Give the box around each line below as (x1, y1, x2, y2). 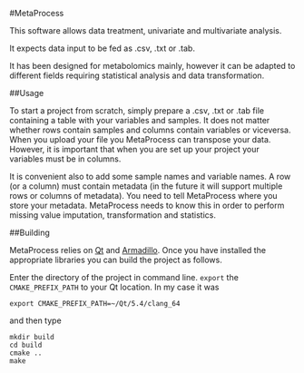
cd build (9, 340, 43, 349)
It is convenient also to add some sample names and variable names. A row (9, 172, 291, 182)
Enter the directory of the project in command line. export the (9, 272, 239, 282)
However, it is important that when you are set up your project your (9, 144, 260, 154)
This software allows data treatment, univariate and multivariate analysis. (9, 25, 282, 35)
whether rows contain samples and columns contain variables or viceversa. (9, 124, 292, 135)
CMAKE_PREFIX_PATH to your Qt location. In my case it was (9, 281, 220, 292)
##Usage (9, 88, 44, 98)
